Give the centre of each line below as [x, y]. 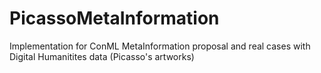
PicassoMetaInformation [114, 18]
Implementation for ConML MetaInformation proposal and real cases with [160, 46]
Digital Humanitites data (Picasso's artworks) [102, 56]
